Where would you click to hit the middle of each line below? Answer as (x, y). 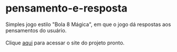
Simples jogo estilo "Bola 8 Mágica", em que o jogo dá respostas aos (88, 24)
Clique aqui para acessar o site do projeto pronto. (65, 43)
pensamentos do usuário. (36, 30)
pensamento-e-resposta (67, 8)
